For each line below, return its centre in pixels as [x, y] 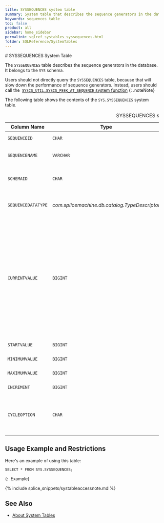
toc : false [16, 23]
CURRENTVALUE [23, 278]
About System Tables [33, 515]
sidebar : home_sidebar [28, 32]
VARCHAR [61, 155]
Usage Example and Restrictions [55, 449]
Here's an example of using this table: [43, 460]
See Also [19, 503]
